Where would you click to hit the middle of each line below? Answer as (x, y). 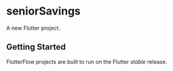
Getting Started (36, 47)
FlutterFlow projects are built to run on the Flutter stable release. (87, 61)
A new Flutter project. (33, 28)
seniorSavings (43, 11)
